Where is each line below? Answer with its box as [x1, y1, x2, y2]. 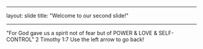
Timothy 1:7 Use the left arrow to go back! [40, 36, 144, 43]
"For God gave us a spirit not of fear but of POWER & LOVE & [6, 30, 158, 36]
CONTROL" [6, 36, 34, 43]
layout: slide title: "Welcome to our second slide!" [6, 12, 129, 19]
